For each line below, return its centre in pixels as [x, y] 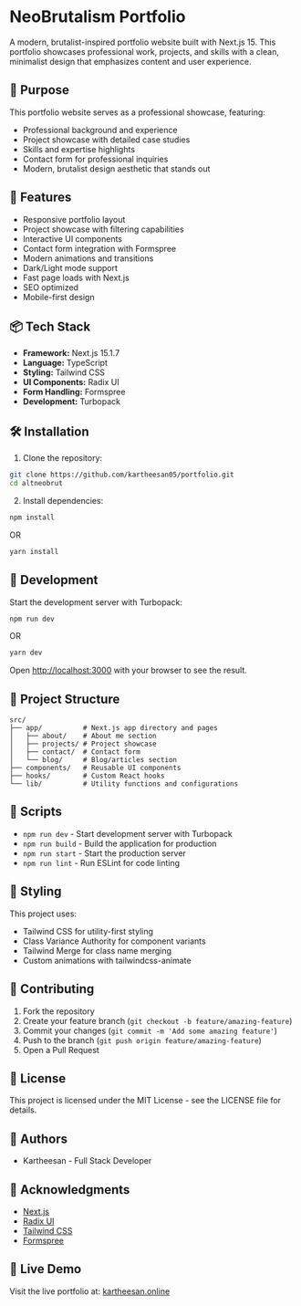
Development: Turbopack [72, 402]
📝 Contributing [52, 989]
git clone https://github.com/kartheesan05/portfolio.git [122, 475]
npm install [32, 517]
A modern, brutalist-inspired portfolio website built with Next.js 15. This [143, 42]
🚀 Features [41, 198]
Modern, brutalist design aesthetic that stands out [116, 168]
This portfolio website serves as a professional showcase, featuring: [138, 112]
